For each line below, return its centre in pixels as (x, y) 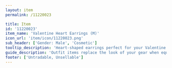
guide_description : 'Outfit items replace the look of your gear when (82, 52)
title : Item (18, 24)
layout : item (19, 10)
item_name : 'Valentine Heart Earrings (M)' (52, 34)
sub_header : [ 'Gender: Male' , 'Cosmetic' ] (51, 43)
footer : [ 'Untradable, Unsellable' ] (44, 57)
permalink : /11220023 (28, 15)
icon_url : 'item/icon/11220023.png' (44, 38)
